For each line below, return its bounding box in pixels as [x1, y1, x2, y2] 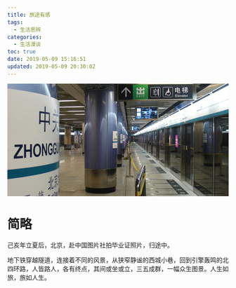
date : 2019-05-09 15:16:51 [7, 56, 86, 63]
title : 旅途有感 [7, 11, 51, 18]
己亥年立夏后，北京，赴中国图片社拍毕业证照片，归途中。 [7, 240, 173, 249]
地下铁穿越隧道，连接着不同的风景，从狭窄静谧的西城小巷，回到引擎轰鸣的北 [7, 256, 229, 264]
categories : [7, 34, 42, 41]
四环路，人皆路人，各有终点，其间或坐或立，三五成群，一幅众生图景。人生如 [7, 264, 229, 273]
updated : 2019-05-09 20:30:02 [7, 63, 96, 70]
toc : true [7, 48, 37, 55]
